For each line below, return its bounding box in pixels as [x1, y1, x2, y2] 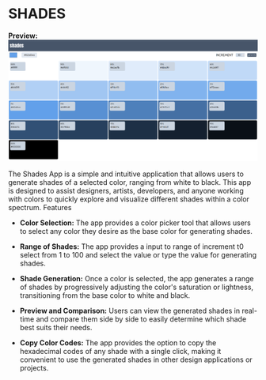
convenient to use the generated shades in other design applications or [19, 355, 253, 364]
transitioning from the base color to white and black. [19, 290, 191, 300]
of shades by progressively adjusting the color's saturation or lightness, [19, 282, 254, 292]
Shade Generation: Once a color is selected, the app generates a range [19, 273, 254, 283]
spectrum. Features [8, 202, 72, 212]
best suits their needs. [19, 322, 93, 332]
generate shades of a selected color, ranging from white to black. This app [8, 177, 252, 186]
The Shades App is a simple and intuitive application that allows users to [8, 169, 244, 179]
